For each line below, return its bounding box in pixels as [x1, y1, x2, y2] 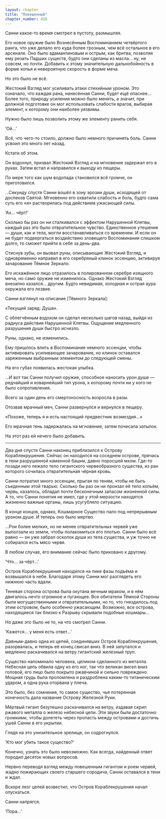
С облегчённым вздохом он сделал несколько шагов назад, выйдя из [5, 315, 153, 321]
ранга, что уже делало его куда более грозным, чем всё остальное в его [5, 45, 160, 51]
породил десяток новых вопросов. [5, 754, 79, 760]
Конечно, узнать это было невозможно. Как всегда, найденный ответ [5, 749, 153, 755]
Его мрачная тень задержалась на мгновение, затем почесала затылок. [5, 423, 158, 429]
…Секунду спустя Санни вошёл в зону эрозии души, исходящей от [5, 190, 147, 196]
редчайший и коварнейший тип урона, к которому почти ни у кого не [5, 380, 152, 386]
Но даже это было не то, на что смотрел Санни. [5, 619, 107, 625]
